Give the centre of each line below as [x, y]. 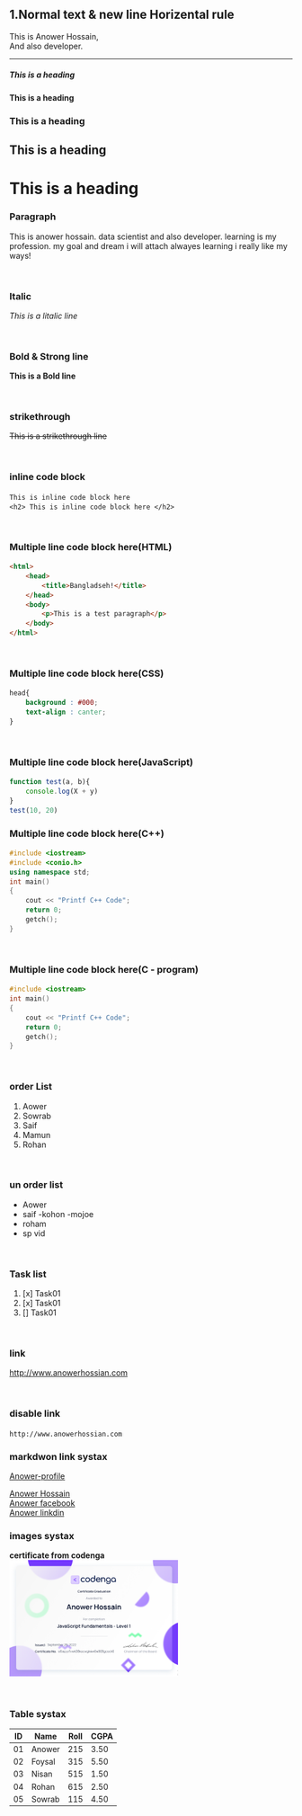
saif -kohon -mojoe [58, 1214]
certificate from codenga [57, 1555]
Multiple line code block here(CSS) [87, 673]
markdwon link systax [58, 1456]
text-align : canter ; [66, 712]
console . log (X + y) [62, 792]
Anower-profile [37, 1476]
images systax [42, 1536]
